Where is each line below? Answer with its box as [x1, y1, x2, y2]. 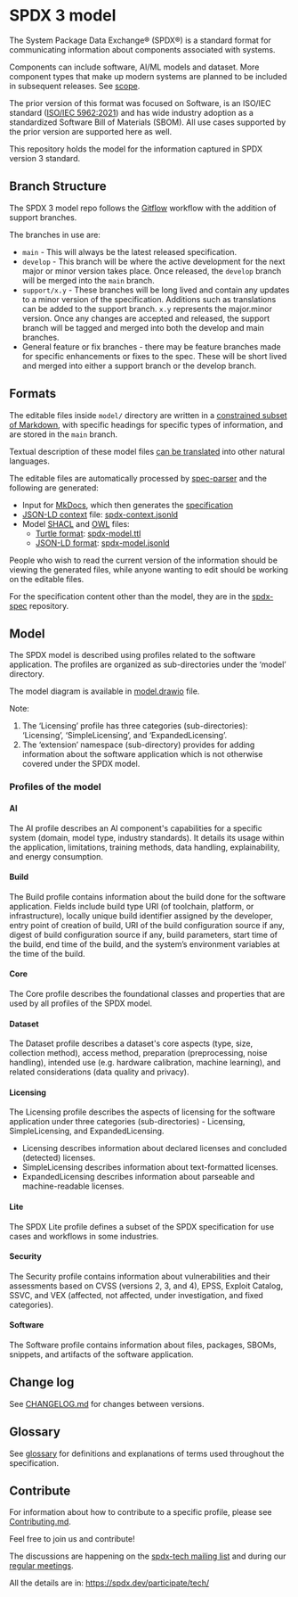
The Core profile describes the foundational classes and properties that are [9, 988, 286, 999]
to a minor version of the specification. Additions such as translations [21, 293, 277, 304]
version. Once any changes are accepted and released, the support [21, 313, 270, 324]
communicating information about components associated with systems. [9, 44, 276, 54]
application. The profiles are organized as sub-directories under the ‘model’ [9, 659, 286, 670]
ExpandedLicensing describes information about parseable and [21, 1172, 255, 1182]
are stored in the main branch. [9, 429, 118, 440]
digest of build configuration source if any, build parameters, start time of [9, 929, 278, 940]
